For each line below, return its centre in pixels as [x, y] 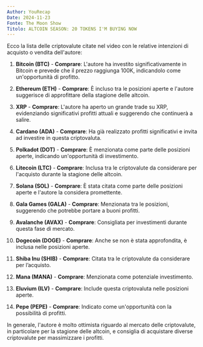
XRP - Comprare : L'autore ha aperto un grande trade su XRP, [92, 107]
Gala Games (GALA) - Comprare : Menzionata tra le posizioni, [92, 204]
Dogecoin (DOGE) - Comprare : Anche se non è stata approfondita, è [101, 240]
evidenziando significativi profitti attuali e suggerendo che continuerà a [104, 113]
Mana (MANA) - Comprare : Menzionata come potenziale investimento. [104, 277]
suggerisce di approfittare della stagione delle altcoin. [82, 95]
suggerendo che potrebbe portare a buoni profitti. [78, 211]
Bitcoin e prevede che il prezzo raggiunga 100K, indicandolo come [98, 71]
